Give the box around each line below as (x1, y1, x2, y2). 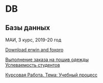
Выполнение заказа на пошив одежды (5, 57, 89, 63)
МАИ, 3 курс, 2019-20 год (5, 37, 62, 43)
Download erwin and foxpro (5, 47, 64, 52)
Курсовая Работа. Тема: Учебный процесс (5, 72, 98, 78)
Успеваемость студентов (5, 62, 60, 68)
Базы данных (5, 23, 50, 32)
